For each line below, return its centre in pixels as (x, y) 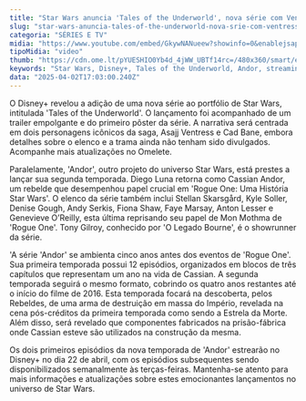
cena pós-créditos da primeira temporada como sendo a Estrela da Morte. (149, 313)
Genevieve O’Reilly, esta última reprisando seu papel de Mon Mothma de (146, 217)
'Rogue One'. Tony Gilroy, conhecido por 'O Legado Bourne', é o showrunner (153, 227)
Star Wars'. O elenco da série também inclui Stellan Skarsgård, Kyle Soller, (149, 198)
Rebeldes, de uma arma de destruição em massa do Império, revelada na (147, 303)
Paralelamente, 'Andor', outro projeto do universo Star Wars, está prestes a (150, 169)
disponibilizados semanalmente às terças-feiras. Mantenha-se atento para (149, 369)
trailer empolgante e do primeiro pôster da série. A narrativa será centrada (149, 122)
